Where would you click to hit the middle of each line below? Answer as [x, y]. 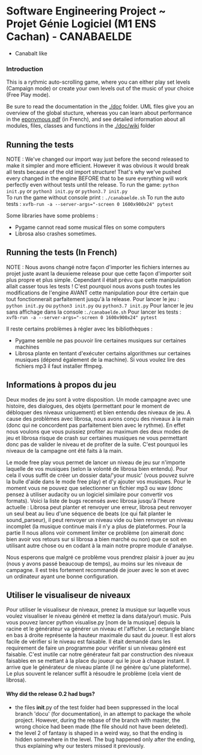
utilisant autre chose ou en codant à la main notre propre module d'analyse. [100, 545]
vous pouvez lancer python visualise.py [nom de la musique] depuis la [93, 623]
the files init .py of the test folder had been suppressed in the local [97, 707]
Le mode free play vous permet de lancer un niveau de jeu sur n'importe [96, 462]
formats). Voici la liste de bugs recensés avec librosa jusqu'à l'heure [91, 500]
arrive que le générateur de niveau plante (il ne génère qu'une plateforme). [99, 667]
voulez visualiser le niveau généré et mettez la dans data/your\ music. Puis [99, 616]
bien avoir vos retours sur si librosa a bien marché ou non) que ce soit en [96, 539]
